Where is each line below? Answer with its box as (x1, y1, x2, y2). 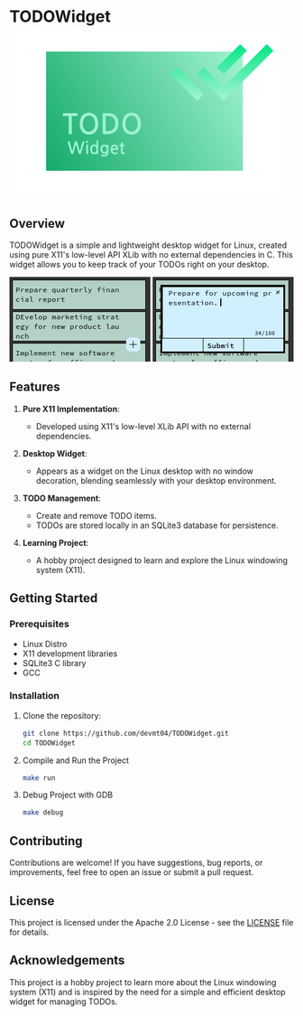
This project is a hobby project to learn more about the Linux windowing (9, 976, 277, 987)
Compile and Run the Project (22, 755, 129, 766)
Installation (9, 690, 60, 702)
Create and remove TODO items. (35, 510, 158, 521)
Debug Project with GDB (22, 789, 114, 801)
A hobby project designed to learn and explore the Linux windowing (35, 554, 289, 566)
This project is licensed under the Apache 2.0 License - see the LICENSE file (9, 917, 294, 927)
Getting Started (9, 590, 98, 607)
